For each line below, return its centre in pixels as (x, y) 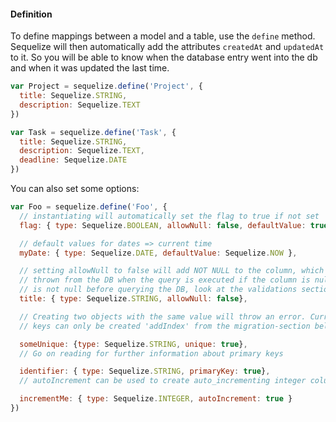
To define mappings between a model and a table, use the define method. (163, 36)
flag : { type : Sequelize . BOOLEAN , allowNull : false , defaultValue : (163, 225)
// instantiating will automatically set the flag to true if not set (169, 216)
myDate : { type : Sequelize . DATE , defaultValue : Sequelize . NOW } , (158, 253)
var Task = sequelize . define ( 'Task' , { (93, 132)
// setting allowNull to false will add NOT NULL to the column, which (172, 271)
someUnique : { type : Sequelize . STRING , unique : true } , (133, 344)
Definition (31, 14)
